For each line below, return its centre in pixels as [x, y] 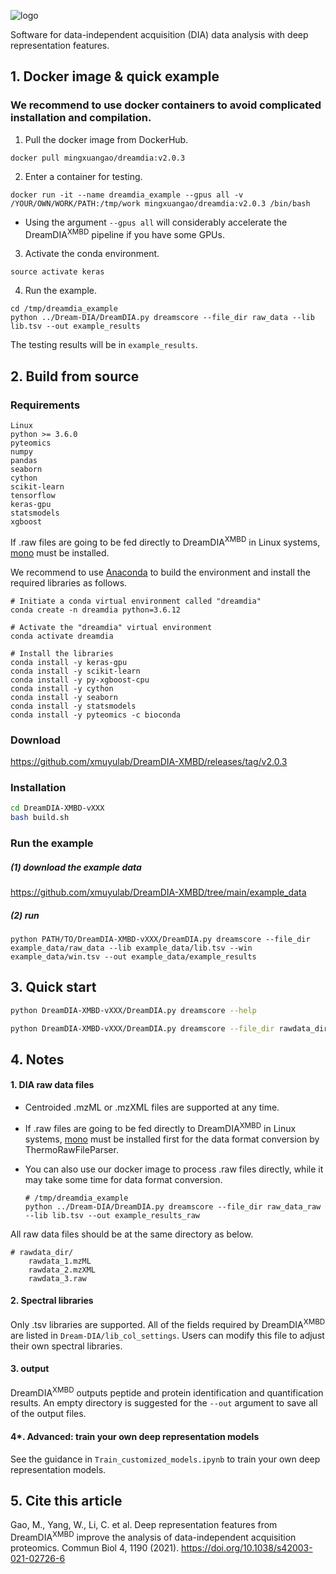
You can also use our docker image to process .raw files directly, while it [174, 1169]
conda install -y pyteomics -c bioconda [96, 715]
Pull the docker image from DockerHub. [106, 139]
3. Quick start [53, 987]
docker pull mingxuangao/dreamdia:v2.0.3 [98, 158]
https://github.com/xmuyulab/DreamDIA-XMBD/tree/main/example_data [158, 892]
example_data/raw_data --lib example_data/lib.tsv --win [131, 948]
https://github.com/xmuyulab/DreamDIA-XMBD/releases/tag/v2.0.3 [149, 761]
